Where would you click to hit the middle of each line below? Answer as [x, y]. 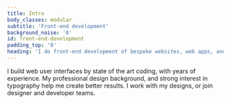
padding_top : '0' [32, 45]
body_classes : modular [40, 20]
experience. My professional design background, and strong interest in [108, 78]
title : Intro [26, 13]
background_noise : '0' [40, 32]
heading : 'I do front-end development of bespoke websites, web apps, [110, 52]
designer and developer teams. [51, 92]
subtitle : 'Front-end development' [58, 26]
